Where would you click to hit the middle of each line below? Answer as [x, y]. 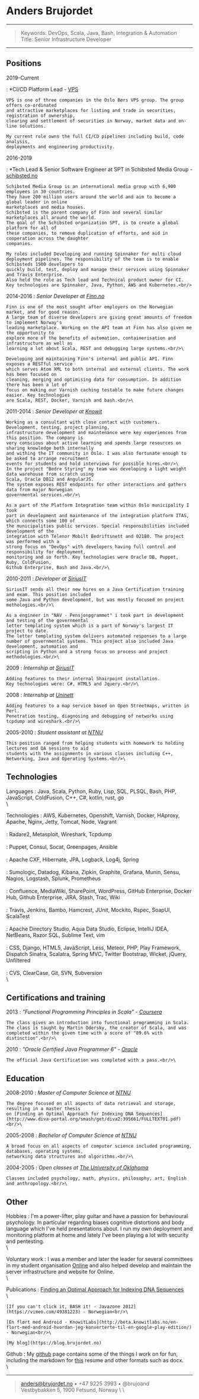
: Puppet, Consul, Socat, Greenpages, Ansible [62, 847]
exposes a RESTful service [39, 364]
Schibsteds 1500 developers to [45, 264]
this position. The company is [45, 438]
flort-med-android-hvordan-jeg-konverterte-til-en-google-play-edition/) [99, 1327]
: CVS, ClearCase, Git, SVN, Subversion [54, 973]
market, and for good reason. [44, 312]
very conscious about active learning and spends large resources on [94, 443]
